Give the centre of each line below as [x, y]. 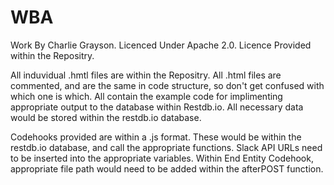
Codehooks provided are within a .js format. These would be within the [156, 137]
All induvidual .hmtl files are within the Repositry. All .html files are [146, 75]
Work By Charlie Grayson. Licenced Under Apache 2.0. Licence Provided [161, 45]
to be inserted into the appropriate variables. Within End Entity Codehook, [162, 158]
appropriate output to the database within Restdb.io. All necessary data [157, 107]
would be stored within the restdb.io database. [106, 117]
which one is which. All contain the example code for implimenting [146, 96]
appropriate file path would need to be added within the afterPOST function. [167, 168]
